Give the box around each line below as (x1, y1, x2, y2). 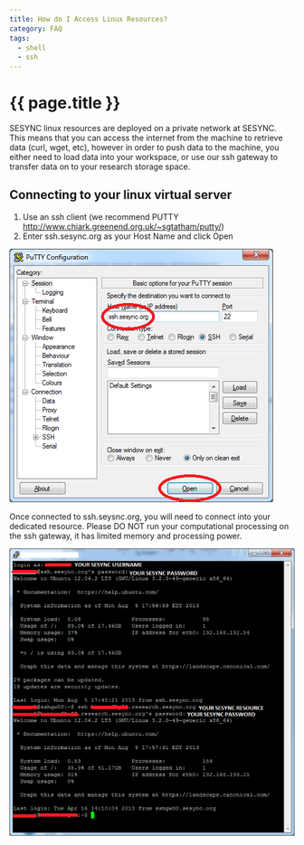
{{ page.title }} (9, 93, 121, 113)
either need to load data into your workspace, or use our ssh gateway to (9, 152, 279, 163)
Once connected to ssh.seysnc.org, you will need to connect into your (9, 511, 271, 522)
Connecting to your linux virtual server (9, 187, 233, 203)
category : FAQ (9, 24, 63, 33)
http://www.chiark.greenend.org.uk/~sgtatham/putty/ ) (22, 221, 224, 232)
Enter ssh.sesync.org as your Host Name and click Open (22, 231, 233, 242)
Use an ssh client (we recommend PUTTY (22, 211, 179, 222)
